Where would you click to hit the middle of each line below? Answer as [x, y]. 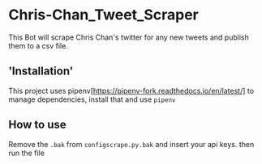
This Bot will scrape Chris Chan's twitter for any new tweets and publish [129, 37]
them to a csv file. [39, 45]
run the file [26, 153]
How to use [37, 125]
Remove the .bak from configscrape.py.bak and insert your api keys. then [131, 144]
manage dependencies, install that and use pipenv [92, 99]
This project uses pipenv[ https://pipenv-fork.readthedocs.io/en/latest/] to [131, 90]
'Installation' [41, 71]
